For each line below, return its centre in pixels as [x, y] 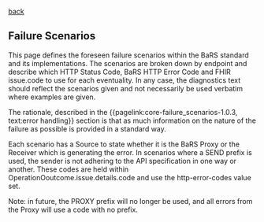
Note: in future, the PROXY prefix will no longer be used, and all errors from [130, 201]
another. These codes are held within [69, 169]
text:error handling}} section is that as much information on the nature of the [132, 120]
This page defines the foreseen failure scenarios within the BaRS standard [129, 55]
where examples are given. [52, 97]
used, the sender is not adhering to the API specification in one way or [123, 161]
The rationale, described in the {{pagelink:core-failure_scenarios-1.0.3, [123, 112]
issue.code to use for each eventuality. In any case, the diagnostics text [125, 80]
